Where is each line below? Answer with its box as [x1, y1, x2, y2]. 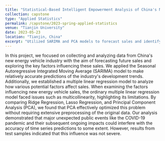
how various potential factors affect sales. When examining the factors [5, 84, 148, 90]
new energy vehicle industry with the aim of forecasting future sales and [5, 57, 152, 64]
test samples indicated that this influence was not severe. [5, 130, 122, 136]
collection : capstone [5, 12, 50, 17]
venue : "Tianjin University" [5, 25, 65, 30]
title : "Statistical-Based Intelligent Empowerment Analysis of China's [5, 7, 157, 12]
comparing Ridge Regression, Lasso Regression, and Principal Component [5, 99, 156, 105]
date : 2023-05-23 [5, 30, 41, 35]
